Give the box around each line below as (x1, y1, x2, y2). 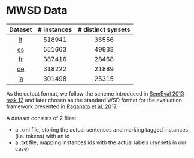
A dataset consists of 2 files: (6, 114, 77, 121)
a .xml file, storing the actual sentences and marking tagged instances (14, 126, 189, 133)
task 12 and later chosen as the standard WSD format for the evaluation (6, 96, 183, 103)
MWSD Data (6, 4, 68, 17)
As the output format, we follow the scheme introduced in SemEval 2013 (6, 90, 184, 97)
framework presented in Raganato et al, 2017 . (6, 103, 118, 110)
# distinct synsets (77, 25, 131, 34)
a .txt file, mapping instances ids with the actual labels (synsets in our (14, 139, 187, 146)
